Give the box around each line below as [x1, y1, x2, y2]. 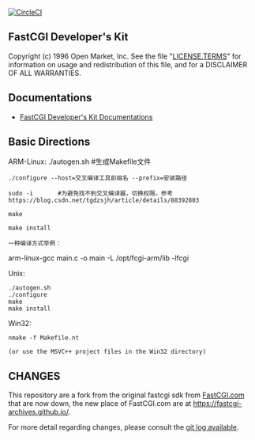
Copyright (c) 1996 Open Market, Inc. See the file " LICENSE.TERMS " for [8, 51, 242, 61]
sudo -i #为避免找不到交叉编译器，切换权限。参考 [8, 190, 174, 198]
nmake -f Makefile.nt [8, 334, 80, 342]
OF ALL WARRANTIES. [8, 68, 81, 78]
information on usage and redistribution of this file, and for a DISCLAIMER [8, 59, 248, 69]
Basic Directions [8, 135, 91, 149]
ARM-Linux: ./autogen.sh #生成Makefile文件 [8, 157, 152, 166]
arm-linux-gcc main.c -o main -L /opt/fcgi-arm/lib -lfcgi [8, 253, 189, 263]
